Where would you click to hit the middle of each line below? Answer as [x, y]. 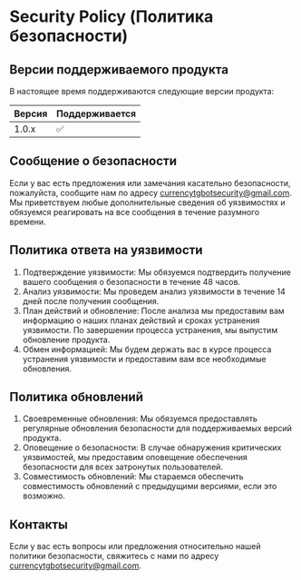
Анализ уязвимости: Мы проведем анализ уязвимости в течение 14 [154, 291]
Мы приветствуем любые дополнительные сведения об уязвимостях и [147, 202]
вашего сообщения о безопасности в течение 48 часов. [131, 281]
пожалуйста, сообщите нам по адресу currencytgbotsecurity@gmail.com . [151, 192]
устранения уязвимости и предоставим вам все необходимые [144, 359]
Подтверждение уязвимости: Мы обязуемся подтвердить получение [157, 272]
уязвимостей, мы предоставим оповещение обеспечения [135, 457]
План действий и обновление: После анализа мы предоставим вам [154, 310]
